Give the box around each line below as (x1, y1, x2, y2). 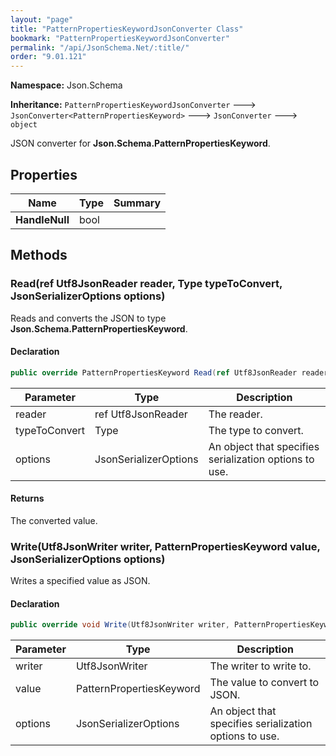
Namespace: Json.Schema (10, 79, 123, 91)
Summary (113, 196, 162, 210)
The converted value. (10, 514, 98, 526)
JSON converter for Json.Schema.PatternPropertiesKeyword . (10, 137, 271, 150)
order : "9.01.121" (10, 52, 87, 62)
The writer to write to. (209, 659, 312, 673)
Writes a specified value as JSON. (10, 575, 151, 587)
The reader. (208, 407, 263, 421)
